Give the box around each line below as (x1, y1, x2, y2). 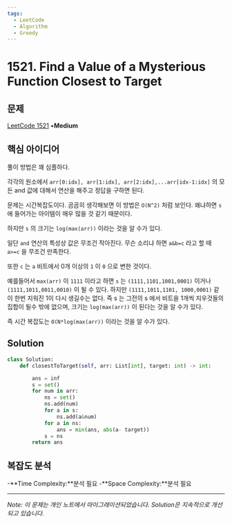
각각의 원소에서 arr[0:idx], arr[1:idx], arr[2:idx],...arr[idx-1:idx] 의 (7, 177, 218, 186)
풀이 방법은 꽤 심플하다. (7, 163, 70, 171)
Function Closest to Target (7, 74, 162, 90)
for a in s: (43, 407, 79, 414)
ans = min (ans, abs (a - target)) (56, 426, 150, 433)
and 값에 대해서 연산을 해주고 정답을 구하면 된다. (14, 186, 145, 195)
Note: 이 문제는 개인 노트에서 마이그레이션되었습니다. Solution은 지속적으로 (7, 501, 210, 509)
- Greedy (13, 29, 39, 37)
